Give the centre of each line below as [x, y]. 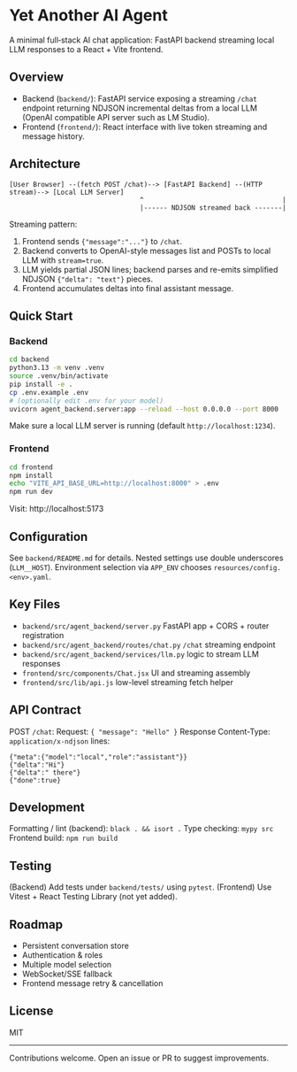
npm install [31, 475]
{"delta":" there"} [45, 772]
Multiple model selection [67, 965]
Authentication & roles [62, 955]
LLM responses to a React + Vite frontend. [86, 49]
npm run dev [31, 492]
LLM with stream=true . [63, 260]
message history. [53, 136]
